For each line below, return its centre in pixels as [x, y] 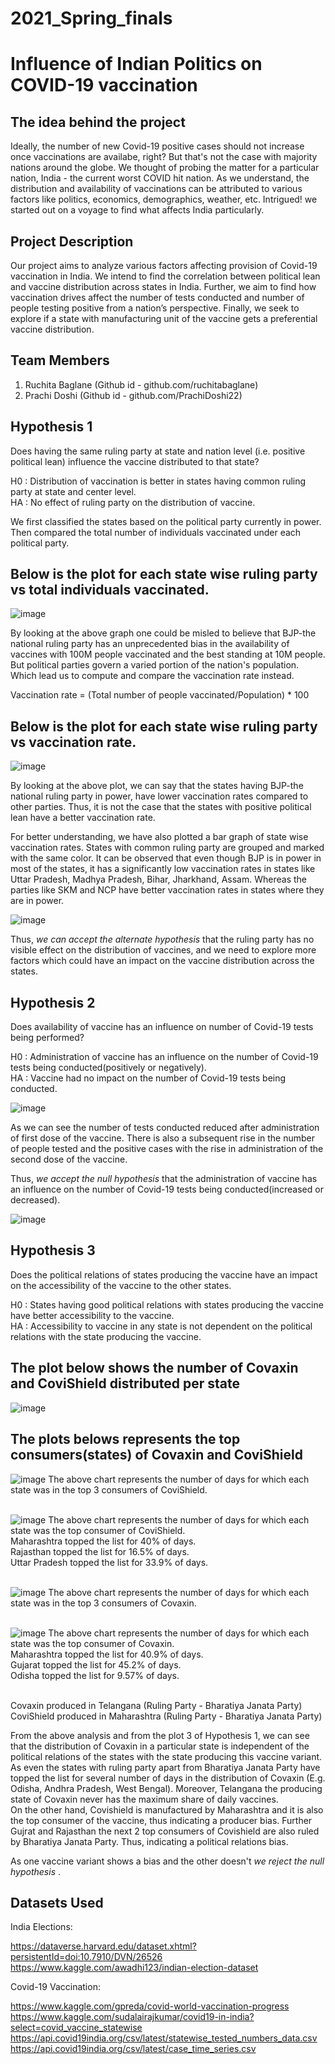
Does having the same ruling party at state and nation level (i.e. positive [158, 451]
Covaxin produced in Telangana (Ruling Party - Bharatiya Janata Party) [156, 1705]
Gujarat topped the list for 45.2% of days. [96, 1664]
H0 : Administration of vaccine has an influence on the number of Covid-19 [164, 1057]
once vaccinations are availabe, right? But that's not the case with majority [164, 157]
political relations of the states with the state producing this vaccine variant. [166, 1756]
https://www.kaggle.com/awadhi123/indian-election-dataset [134, 1968]
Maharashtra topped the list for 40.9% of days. [107, 1654]
